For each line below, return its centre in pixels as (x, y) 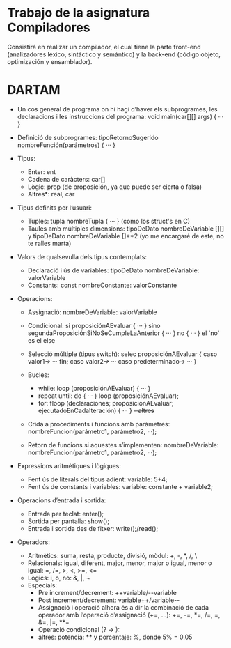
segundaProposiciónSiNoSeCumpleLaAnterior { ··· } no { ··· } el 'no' (124, 333)
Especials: (42, 585)
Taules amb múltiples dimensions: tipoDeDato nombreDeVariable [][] (126, 229)
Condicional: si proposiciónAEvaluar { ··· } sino (94, 325)
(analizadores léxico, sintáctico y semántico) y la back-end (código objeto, (114, 54)
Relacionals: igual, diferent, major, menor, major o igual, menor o (120, 563)
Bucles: (39, 375)
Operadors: (34, 542)
